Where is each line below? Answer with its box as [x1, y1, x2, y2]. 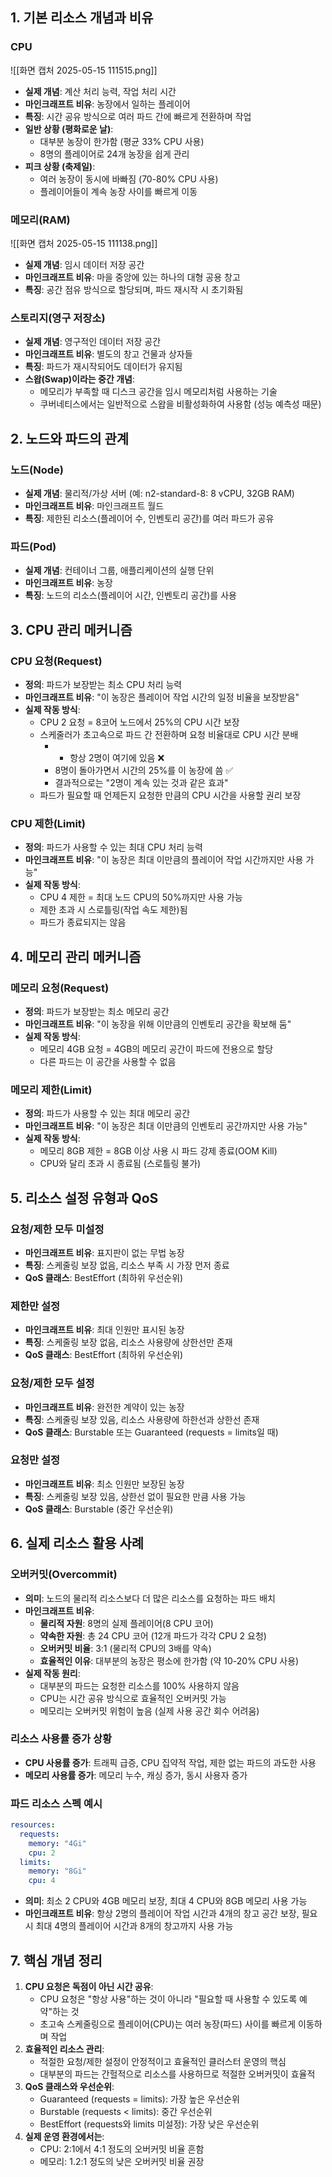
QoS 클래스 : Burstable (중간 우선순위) [24, 1503, 174, 1515]
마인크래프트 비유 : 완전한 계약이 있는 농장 [24, 1401, 185, 1413]
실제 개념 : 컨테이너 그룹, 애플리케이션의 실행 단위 [24, 564, 215, 577]
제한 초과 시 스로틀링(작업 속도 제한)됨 [39, 904, 188, 916]
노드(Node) [10, 463, 64, 477]
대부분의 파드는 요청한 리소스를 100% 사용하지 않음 [39, 1679, 240, 1692]
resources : [10, 1820, 56, 1830]
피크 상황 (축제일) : [24, 160, 96, 172]
